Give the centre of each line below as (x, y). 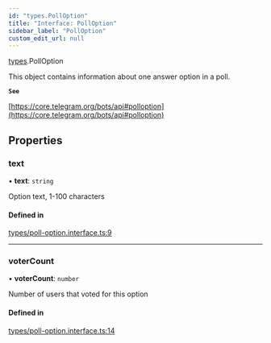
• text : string (31, 180)
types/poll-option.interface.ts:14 (62, 330)
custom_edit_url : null (46, 38)
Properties (35, 141)
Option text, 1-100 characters (56, 196)
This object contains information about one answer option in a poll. (119, 76)
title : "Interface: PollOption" (63, 23)
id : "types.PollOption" (48, 16)
